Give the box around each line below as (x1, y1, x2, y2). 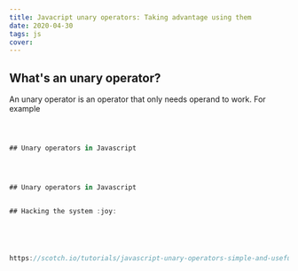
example (9, 104, 41, 114)
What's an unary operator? (9, 70, 161, 85)
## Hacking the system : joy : (9, 206, 117, 215)
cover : (9, 37, 34, 47)
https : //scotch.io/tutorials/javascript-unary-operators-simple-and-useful (9, 253, 295, 262)
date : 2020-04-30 (9, 21, 74, 30)
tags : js (9, 29, 42, 38)
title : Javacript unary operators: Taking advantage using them (9, 12, 252, 22)
